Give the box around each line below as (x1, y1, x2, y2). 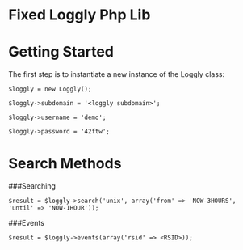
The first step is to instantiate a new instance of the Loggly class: (8, 70, 224, 79)
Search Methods (8, 155, 122, 173)
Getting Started (8, 43, 115, 61)
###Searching (8, 181, 57, 191)
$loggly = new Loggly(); (8, 85, 92, 94)
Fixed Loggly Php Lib (8, 6, 151, 24)
